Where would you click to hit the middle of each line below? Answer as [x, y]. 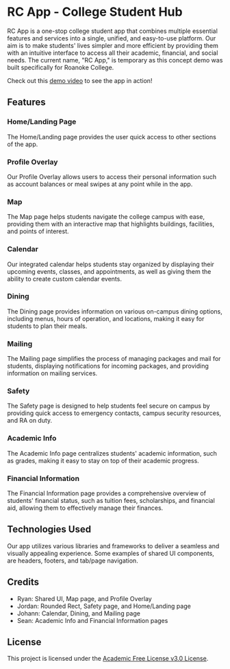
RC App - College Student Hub [95, 12]
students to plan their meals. [47, 326]
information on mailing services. [52, 373]
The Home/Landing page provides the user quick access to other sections [112, 137]
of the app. [23, 144]
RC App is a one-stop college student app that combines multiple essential [112, 31]
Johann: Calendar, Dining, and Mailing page [78, 613]
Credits [23, 582]
